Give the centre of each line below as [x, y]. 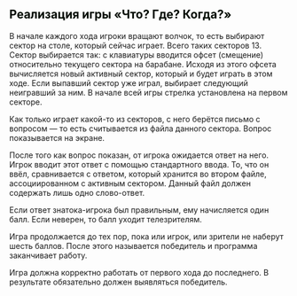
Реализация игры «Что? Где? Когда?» [121, 15]
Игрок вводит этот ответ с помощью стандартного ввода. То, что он [139, 164]
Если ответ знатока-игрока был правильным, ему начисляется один [139, 210]
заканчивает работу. [48, 255]
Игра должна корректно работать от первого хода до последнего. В [139, 272]
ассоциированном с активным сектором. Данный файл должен [130, 183]
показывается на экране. [57, 137]
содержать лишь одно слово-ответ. [77, 192]
